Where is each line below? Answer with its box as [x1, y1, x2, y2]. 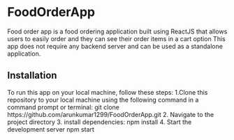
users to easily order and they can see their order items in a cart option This [7, 34, 226, 42]
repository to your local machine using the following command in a [7, 95, 199, 104]
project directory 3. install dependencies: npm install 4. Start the [7, 118, 192, 126]
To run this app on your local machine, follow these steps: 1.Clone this [7, 88, 208, 96]
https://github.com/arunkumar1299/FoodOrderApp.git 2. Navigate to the [7, 110, 214, 118]
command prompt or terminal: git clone [7, 102, 120, 111]
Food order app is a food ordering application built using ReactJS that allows [7, 27, 228, 36]
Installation [7, 70, 57, 81]
